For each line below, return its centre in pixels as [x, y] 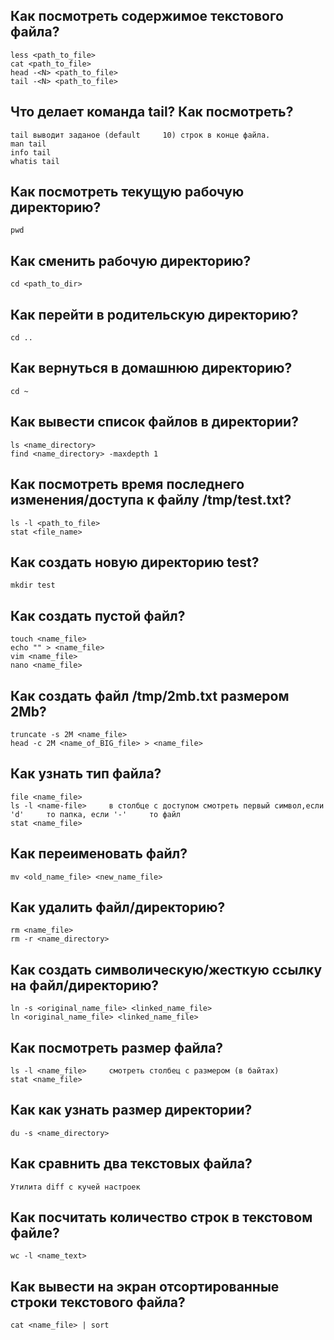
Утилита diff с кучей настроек [75, 1187]
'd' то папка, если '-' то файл [96, 814]
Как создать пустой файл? [98, 615]
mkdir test [33, 585]
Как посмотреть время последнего [127, 484]
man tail [28, 144]
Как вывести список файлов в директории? [154, 422]
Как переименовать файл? [99, 854]
